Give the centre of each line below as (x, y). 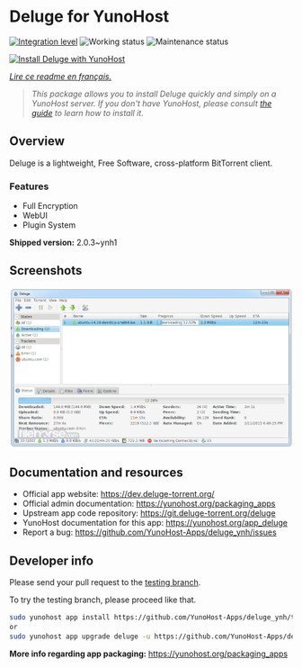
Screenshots (46, 271)
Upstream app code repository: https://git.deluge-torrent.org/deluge (149, 513)
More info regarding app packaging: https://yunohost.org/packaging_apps (149, 654)
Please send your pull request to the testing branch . (105, 582)
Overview (37, 141)
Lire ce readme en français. (61, 76)
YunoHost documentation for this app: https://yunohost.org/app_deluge (155, 523)
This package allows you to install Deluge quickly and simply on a (154, 94)
